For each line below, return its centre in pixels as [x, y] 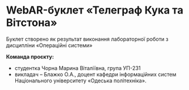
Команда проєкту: [30, 56]
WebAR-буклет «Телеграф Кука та [95, 10]
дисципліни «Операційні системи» [49, 45]
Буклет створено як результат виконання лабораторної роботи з [87, 39]
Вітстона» [32, 23]
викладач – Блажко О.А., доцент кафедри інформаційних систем [95, 74]
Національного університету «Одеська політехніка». [80, 81]
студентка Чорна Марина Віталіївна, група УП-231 [77, 68]
